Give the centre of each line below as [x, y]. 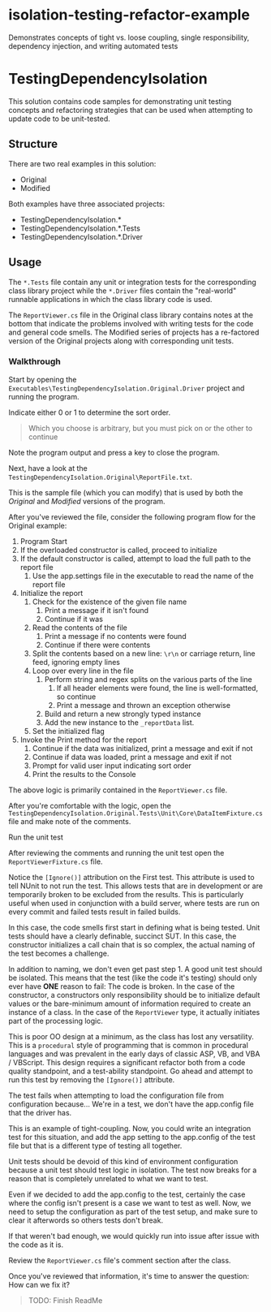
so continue [76, 697]
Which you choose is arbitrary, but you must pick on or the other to [140, 428]
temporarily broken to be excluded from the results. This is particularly [126, 894]
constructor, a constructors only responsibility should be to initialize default [134, 995]
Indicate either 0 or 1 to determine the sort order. [90, 412]
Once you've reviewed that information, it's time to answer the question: [129, 1275]
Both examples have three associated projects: [87, 204]
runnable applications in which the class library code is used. [110, 299]
